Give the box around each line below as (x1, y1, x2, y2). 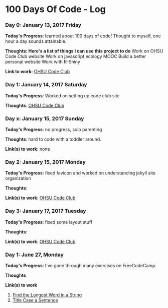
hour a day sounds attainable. (5, 38, 67, 44)
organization (5, 175, 31, 181)
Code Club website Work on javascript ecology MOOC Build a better (5, 53, 146, 59)
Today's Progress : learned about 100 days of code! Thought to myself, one (5, 33, 161, 39)
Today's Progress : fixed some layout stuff (5, 219, 93, 225)
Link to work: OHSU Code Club (5, 69, 70, 75)
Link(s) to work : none (5, 146, 50, 152)
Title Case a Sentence (12, 297, 59, 303)
